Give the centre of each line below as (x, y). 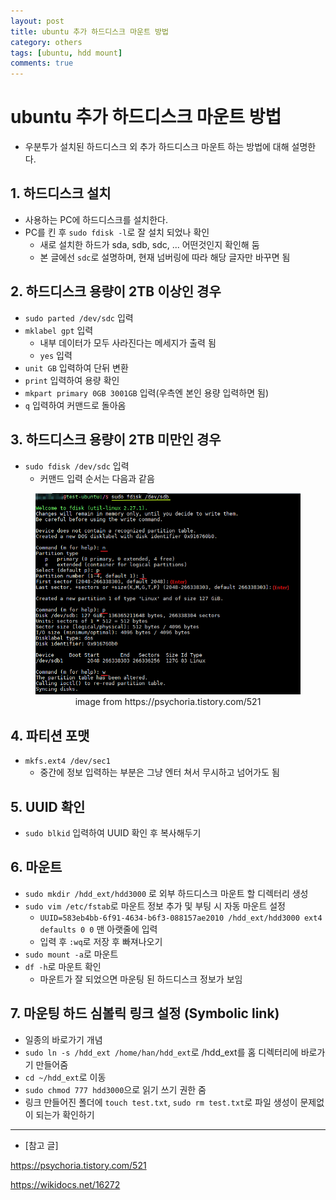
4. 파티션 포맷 (50, 735)
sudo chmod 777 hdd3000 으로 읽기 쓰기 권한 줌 (115, 1089)
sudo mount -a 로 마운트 (71, 954)
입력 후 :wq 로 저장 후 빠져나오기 (101, 941)
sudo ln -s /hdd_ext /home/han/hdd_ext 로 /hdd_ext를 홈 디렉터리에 (161, 1052)
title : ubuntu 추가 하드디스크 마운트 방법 (89, 31)
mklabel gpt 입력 (59, 330)
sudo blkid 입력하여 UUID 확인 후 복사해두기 (113, 832)
